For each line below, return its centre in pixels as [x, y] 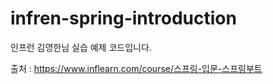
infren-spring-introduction [123, 18]
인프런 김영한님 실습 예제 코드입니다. [81, 47]
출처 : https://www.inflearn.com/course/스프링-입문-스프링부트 [136, 68]
